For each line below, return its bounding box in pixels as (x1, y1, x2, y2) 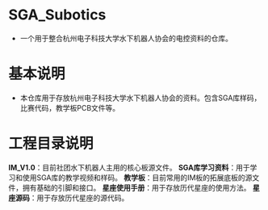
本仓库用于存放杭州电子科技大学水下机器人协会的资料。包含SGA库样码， (19, 93, 262, 103)
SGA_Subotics (8, 6, 107, 24)
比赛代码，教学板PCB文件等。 (19, 103, 120, 112)
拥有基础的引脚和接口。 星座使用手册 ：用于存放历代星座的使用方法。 (22, 183, 251, 192)
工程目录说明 (8, 135, 94, 153)
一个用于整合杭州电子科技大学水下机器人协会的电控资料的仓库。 (19, 33, 232, 43)
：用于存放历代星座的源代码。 (29, 192, 129, 203)
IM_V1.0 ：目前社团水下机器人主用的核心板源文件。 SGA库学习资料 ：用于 (8, 162, 250, 172)
